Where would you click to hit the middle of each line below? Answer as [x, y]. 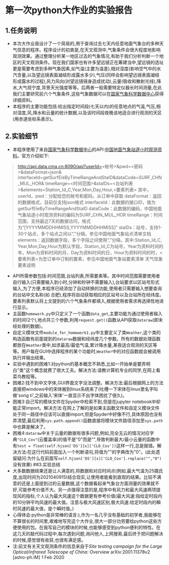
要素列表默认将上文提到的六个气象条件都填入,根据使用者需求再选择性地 [86, 301]
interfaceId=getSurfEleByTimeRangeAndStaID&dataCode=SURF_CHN [90, 177]
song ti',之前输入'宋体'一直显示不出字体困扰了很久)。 [73, 395]
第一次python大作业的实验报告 [69, 10]
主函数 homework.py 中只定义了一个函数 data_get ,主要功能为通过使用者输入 [87, 313]
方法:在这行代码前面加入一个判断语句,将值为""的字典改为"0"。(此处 [86, 452]
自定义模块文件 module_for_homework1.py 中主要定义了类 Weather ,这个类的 [87, 332]
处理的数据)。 [31, 326]
